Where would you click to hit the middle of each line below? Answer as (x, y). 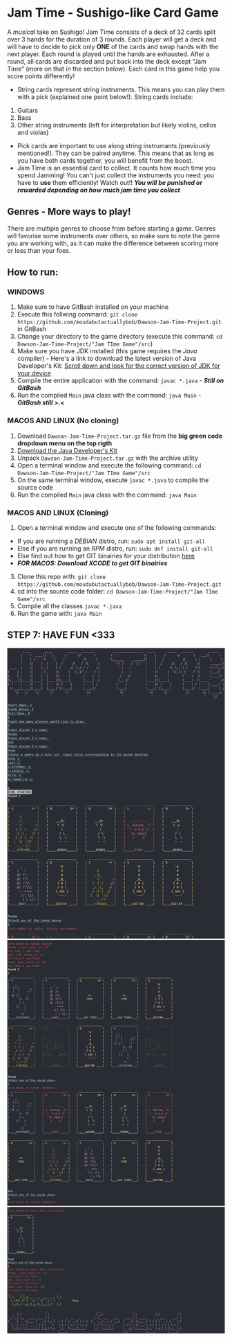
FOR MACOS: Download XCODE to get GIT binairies (92, 563)
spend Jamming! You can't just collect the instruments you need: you (115, 175)
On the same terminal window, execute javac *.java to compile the (113, 480)
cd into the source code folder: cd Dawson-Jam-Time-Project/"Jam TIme (118, 592)
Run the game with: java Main (59, 614)
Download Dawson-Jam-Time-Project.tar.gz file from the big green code (120, 436)
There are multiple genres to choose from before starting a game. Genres (112, 228)
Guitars (28, 110)
